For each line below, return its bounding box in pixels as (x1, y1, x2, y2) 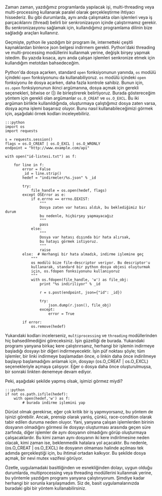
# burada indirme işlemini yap (22, 400, 86, 405)
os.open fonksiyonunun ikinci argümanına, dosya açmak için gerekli (5, 85, 139, 90)
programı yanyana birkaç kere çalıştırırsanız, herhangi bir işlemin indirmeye (5, 343, 155, 349)
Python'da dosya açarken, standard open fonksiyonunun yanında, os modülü (5, 69, 156, 75)
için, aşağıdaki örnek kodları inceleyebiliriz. (5, 111, 90, 116)
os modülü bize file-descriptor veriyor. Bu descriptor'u (30, 260, 150, 265)
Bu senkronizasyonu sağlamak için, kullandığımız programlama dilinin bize (5, 25, 152, 31)
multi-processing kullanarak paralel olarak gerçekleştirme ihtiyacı (5, 9, 135, 15)
